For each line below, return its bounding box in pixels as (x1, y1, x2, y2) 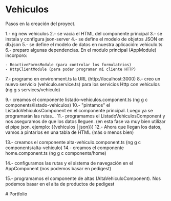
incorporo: (5, 52, 27, 58)
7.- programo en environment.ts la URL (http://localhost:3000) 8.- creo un (5, 75, 161, 82)
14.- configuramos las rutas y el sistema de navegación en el (5, 160, 133, 166)
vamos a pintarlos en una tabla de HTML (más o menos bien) (5, 129, 134, 135)
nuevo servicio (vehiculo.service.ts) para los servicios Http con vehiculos (5, 81, 160, 87)
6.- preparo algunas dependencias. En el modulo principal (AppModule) (5, 47, 157, 53)
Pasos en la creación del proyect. (5, 21, 76, 27)
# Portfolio (5, 191, 28, 197)
